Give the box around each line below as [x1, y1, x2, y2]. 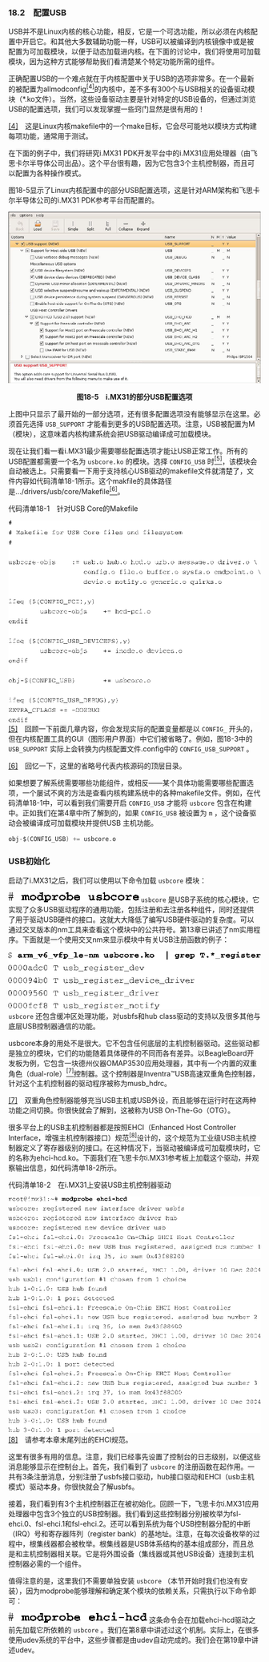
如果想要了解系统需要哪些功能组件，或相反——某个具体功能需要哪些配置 [8, 779, 247, 788]
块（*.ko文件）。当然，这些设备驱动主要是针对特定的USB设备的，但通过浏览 [8, 94, 256, 103]
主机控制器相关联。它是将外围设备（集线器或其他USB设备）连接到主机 [22, 1549, 255, 1559]
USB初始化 [8, 855, 50, 867]
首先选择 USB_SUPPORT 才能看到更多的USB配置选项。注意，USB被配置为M [14, 419, 255, 429]
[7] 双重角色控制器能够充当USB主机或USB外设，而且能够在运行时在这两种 [8, 1096, 257, 1105]
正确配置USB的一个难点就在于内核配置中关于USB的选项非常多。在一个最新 [8, 74, 255, 83]
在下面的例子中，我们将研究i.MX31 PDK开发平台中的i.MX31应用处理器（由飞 [8, 148, 258, 158]
